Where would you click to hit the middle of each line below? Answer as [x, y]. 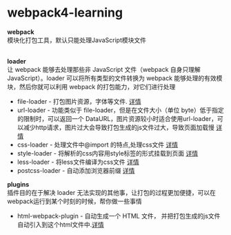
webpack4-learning [65, 13]
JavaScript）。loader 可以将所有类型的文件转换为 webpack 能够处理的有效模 [115, 78]
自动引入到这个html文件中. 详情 [61, 224]
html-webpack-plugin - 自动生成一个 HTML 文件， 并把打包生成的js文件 [119, 216]
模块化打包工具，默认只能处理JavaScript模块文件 [77, 40]
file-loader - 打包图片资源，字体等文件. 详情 [79, 101]
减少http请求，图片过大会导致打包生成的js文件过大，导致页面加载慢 [119, 127]
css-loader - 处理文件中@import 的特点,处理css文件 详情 [98, 144]
